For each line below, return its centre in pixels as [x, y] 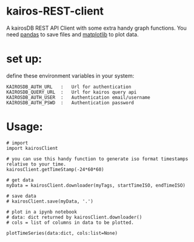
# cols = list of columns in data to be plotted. [70, 223]
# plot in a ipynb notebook [42, 212]
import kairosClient [32, 148]
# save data [21, 196]
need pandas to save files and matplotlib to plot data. [72, 34]
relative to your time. [36, 164]
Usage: [25, 127]
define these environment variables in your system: [70, 76]
